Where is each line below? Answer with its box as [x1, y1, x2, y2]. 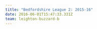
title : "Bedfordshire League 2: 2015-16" [5, 7, 93, 12]
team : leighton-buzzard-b [5, 16, 59, 21]
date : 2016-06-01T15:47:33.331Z [5, 12, 73, 17]
